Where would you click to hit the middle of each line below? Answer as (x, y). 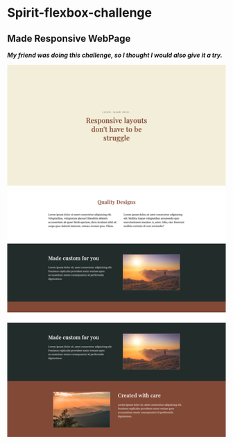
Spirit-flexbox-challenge (80, 13)
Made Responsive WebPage (69, 39)
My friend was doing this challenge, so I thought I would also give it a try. (115, 55)
